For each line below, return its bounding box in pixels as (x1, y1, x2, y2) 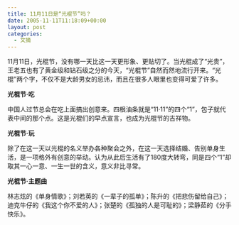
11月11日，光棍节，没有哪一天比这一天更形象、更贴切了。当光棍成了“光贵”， (7, 57, 229, 66)
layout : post (7, 23, 46, 31)
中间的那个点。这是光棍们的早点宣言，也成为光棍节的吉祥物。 (13, 114, 194, 123)
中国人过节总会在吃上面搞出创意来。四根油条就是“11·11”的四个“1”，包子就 (7, 105, 221, 114)
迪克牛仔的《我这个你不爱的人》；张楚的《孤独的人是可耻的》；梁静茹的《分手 (7, 201, 232, 209)
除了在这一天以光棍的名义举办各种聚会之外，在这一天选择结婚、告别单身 (7, 144, 219, 153)
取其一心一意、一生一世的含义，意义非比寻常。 (7, 162, 144, 170)
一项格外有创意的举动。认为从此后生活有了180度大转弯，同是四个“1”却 (26, 153, 232, 162)
